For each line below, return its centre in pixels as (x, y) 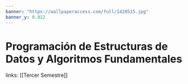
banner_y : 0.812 (25, 17)
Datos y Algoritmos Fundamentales (94, 59)
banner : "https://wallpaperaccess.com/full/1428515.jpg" (77, 12)
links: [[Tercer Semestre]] (37, 75)
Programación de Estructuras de (87, 46)
